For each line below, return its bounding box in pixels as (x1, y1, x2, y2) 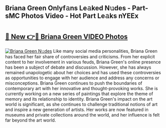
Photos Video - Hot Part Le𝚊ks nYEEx (21, 12, 139, 20)
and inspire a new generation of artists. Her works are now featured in (5, 107, 149, 113)
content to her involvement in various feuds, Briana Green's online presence (5, 59, 161, 65)
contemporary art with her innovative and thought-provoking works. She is (5, 86, 158, 91)
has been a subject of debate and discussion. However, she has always (5, 64, 152, 70)
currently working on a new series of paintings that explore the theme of (5, 91, 153, 97)
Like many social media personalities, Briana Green (53, 48, 158, 54)
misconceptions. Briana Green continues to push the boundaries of (5, 80, 143, 86)
